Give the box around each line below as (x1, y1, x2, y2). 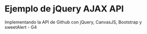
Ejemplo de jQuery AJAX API (4, 3, 124, 14)
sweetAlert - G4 (4, 24, 37, 30)
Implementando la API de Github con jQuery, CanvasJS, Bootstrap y (4, 19, 142, 25)
